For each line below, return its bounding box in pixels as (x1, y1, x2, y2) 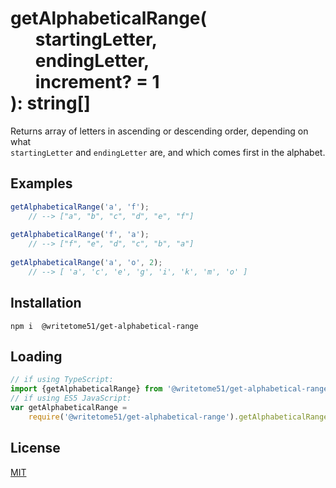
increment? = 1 (34, 71, 160, 94)
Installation (10, 295, 82, 312)
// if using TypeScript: (10, 375, 114, 385)
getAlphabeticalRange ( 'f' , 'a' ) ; (10, 230, 150, 240)
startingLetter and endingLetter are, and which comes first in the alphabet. (10, 146, 326, 158)
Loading (10, 348, 63, 365)
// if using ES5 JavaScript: (10, 393, 132, 404)
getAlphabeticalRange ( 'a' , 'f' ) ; (10, 202, 150, 212)
